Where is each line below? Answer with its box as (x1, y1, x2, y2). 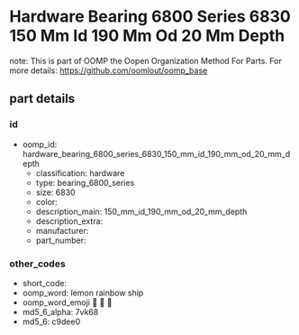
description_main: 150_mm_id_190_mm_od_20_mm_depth (35, 206, 248, 217)
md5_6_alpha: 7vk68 (22, 306, 99, 317)
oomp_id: (22, 138, 58, 150)
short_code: (22, 277, 68, 288)
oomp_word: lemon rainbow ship (22, 287, 144, 298)
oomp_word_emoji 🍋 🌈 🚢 (22, 296, 113, 308)
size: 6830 (35, 187, 76, 198)
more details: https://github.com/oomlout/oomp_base (9, 65, 208, 76)
